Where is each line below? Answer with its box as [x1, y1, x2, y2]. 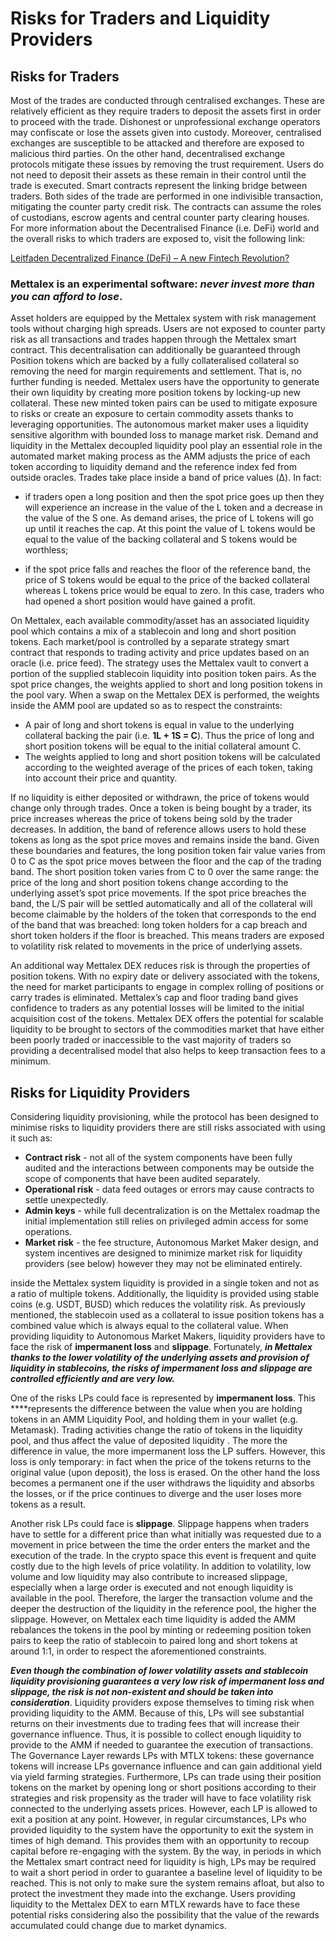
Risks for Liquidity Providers [10, 1084, 191, 1101]
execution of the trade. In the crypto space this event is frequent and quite [10, 1550, 317, 1562]
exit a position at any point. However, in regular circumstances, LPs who [10, 1813, 307, 1826]
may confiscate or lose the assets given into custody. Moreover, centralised [10, 127, 322, 138]
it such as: [10, 1132, 53, 1144]
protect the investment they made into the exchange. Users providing [10, 1888, 296, 1900]
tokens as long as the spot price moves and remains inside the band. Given [10, 834, 320, 846]
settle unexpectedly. [24, 1194, 109, 1206]
